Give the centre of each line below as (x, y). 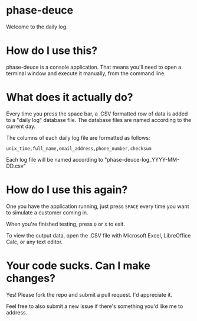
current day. (21, 126)
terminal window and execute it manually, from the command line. (86, 73)
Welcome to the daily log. (37, 27)
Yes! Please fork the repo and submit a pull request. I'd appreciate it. (89, 294)
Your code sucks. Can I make (78, 266)
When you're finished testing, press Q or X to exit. (66, 224)
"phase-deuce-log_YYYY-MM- (142, 159)
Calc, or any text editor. (35, 242)
